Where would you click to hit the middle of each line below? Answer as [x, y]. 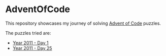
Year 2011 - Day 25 [32, 48]
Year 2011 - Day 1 [30, 43]
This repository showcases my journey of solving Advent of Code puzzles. [83, 23]
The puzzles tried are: [28, 33]
